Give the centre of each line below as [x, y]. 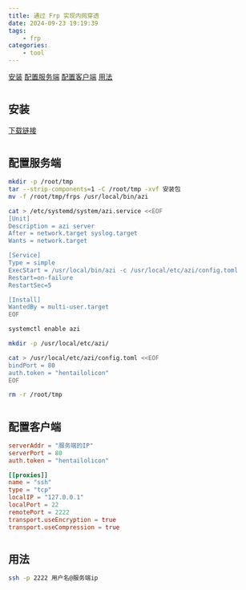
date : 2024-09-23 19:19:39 [53, 23]
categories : [28, 46]
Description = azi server [51, 226]
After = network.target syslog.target [73, 233]
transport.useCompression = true [64, 527]
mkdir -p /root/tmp [41, 182]
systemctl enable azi [44, 329]
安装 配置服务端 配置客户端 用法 [60, 77]
